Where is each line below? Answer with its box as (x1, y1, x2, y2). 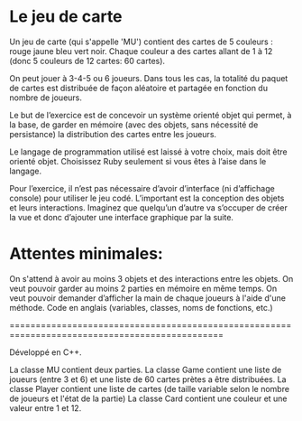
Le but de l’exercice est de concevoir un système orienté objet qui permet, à (9, 109, 292, 120)
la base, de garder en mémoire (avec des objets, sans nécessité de (9, 119, 259, 130)
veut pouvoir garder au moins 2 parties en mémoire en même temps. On (9, 283, 278, 294)
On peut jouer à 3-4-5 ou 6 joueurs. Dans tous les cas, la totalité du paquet (9, 72, 288, 83)
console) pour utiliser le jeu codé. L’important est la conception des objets (9, 192, 285, 203)
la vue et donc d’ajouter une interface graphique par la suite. (9, 211, 234, 222)
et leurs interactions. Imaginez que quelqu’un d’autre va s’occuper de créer (9, 201, 288, 213)
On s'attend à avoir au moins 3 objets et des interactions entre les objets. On (9, 273, 294, 284)
